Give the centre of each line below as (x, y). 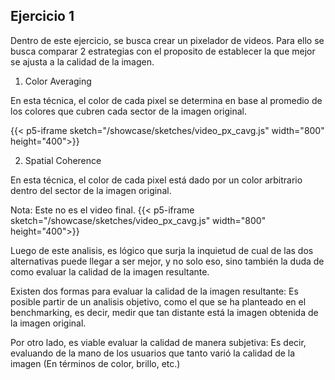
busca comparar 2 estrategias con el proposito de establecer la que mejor (163, 51)
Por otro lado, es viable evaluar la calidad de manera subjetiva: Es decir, (158, 342)
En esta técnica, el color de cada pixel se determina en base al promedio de (166, 100)
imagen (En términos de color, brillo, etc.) (95, 363)
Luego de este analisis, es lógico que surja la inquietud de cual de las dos (162, 250)
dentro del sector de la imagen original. (91, 190)
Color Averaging (58, 81)
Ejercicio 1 (42, 16)
